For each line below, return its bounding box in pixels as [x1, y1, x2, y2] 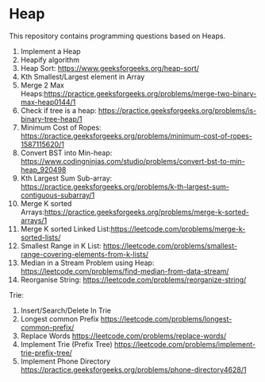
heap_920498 [20, 165, 67, 174]
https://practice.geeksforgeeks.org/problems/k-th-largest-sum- [20, 181, 229, 191]
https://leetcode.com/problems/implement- [114, 339, 256, 349]
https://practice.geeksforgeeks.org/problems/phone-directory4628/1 [20, 364, 247, 374]
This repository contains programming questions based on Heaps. [9, 31, 225, 41]
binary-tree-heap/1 [20, 114, 83, 123]
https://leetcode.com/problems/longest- [100, 314, 232, 323]
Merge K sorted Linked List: [20, 224, 111, 233]
